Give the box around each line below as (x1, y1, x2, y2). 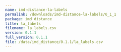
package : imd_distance (5, 16, 52, 21)
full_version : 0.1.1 (5, 35, 48, 40)
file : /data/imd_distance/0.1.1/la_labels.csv (5, 40, 103, 45)
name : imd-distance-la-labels (5, 7, 68, 12)
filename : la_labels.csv (5, 26, 57, 31)
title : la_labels (5, 21, 41, 26)
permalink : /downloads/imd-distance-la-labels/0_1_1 (5, 12, 117, 17)
